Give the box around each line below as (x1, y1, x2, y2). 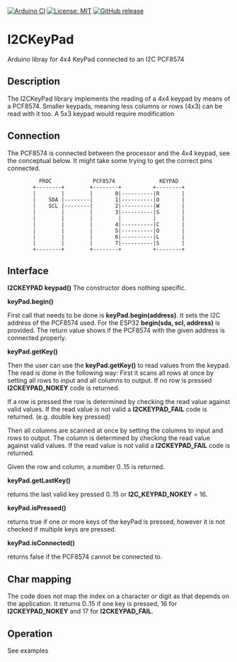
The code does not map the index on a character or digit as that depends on (7, 592, 230, 600)
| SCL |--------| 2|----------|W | (33, 202, 185, 209)
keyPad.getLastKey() (7, 476, 71, 485)
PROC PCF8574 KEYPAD (38, 177, 179, 184)
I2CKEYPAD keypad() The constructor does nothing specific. (7, 284, 187, 292)
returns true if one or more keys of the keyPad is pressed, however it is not (7, 517, 225, 526)
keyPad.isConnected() (7, 539, 76, 547)
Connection (7, 130, 60, 142)
